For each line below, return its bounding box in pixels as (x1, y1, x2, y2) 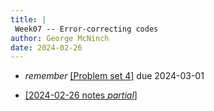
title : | (10, 14, 47, 25)
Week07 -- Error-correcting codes (14, 24, 159, 34)
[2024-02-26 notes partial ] (24, 89, 138, 101)
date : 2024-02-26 (10, 42, 83, 53)
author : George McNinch (10, 33, 110, 43)
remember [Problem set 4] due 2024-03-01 (24, 70, 205, 82)
